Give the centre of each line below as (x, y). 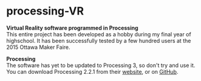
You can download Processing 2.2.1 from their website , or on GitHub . (92, 71)
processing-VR (45, 11)
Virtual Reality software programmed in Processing (72, 28)
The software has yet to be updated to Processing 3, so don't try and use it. (101, 65)
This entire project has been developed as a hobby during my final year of (99, 34)
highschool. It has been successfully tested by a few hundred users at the (99, 40)
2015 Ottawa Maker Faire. (39, 47)
